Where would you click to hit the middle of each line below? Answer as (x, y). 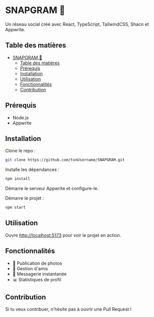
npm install (18, 179)
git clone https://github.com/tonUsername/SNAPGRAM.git (65, 160)
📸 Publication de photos (37, 263)
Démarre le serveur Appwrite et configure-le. (52, 189)
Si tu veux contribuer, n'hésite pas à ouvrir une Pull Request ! (68, 309)
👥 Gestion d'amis (30, 268)
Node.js (21, 117)
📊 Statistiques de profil (37, 279)
